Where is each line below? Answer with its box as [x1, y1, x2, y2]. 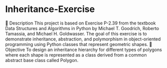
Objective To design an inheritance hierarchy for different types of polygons [5, 46, 162, 52]
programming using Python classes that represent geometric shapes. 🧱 [5, 41, 152, 47]
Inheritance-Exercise [5, 3, 95, 15]
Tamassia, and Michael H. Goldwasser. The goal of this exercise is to [5, 30, 147, 36]
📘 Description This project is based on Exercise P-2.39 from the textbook [5, 20, 156, 26]
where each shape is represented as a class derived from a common [5, 51, 147, 58]
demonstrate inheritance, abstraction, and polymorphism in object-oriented [5, 36, 161, 42]
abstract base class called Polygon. [5, 57, 79, 63]
